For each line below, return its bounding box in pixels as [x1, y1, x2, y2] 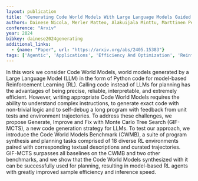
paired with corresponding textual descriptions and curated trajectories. [6, 143, 181, 150]
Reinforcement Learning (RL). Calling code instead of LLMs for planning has [6, 81, 190, 88]
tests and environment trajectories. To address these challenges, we [6, 112, 172, 119]
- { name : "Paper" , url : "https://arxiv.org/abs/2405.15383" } [11, 47, 165, 53]
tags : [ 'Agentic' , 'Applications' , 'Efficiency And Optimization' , [6, 52, 176, 58]
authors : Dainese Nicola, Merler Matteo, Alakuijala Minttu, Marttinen [6, 19, 186, 25]
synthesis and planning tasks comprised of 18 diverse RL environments [6, 137, 179, 144]
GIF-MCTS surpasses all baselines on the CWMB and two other [6, 149, 160, 156]
